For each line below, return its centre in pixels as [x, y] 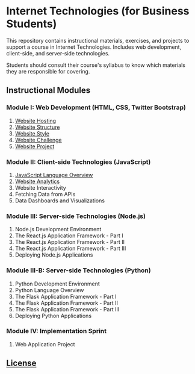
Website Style [32, 133]
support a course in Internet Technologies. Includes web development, [94, 47]
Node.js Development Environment [58, 229]
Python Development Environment [57, 284]
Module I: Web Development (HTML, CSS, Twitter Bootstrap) [96, 108]
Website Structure [37, 127]
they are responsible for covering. [48, 71]
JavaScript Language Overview [54, 175]
